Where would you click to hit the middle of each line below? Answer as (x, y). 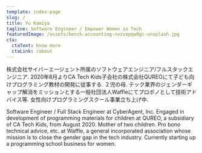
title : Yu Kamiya (28, 23)
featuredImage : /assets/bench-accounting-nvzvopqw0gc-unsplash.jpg (93, 34)
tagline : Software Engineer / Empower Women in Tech (74, 29)
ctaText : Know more (36, 46)
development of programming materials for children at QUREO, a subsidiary (100, 118)
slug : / (16, 18)
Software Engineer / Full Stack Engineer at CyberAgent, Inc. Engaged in (95, 111)
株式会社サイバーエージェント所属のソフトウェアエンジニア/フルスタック (97, 69)
